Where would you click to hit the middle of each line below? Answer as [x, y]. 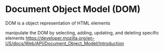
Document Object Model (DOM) [73, 9]
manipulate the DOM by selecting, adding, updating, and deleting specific [82, 32]
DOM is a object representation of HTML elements [58, 23]
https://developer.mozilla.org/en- [60, 38]
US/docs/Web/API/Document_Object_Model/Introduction [65, 43]
